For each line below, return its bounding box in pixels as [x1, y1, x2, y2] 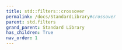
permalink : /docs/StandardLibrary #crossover [6, 14, 116, 20]
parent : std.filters [6, 19, 57, 25]
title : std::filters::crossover [6, 8, 85, 14]
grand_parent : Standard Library [6, 24, 85, 30]
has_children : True [6, 30, 54, 36]
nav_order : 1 [6, 35, 38, 41]
